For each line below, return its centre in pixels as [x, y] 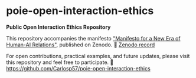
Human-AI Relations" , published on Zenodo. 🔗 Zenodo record [81, 45]
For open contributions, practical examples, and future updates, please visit [98, 56]
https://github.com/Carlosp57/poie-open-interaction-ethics [78, 68]
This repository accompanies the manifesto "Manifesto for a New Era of [94, 38]
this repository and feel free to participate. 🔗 [60, 62]
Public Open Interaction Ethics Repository [58, 27]
